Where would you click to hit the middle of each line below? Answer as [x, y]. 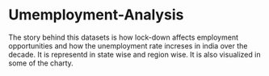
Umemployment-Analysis [96, 15]
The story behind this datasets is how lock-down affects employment [123, 37]
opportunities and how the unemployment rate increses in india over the [128, 45]
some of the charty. [41, 63]
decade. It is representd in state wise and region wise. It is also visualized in [134, 54]
